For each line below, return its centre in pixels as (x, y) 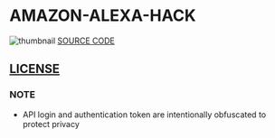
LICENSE (35, 69)
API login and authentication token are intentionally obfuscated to (144, 115)
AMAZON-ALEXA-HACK (103, 16)
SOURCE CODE (86, 41)
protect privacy (51, 124)
